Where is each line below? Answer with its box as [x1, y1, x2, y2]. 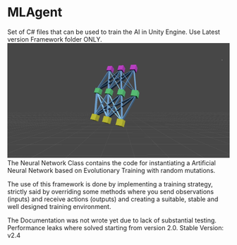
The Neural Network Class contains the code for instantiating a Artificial [7, 159, 217, 167]
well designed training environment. [7, 203, 111, 211]
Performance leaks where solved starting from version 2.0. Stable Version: [7, 224, 224, 232]
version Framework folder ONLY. [7, 35, 102, 43]
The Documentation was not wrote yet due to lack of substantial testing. [7, 216, 217, 225]
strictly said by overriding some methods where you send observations [7, 188, 214, 196]
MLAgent [7, 4, 63, 20]
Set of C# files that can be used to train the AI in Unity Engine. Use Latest [7, 28, 221, 36]
